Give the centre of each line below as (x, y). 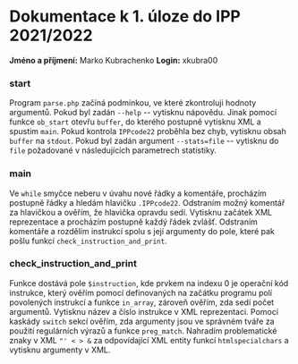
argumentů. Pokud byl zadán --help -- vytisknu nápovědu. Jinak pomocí (143, 113)
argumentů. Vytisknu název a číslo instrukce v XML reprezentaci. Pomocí (144, 311)
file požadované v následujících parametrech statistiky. (113, 150)
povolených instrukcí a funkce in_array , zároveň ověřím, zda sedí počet (142, 302)
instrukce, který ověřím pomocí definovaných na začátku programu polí (141, 292)
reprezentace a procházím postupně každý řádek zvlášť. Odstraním (133, 222)
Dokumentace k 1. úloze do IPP (125, 17)
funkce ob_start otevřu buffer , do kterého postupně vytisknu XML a (135, 122)
